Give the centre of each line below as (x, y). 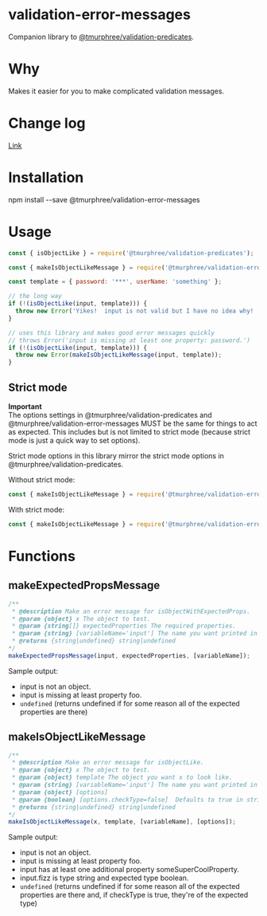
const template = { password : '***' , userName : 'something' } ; (115, 282)
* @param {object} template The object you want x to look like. (122, 778)
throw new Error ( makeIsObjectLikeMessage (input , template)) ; (119, 355)
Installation (46, 178)
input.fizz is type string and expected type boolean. (104, 878)
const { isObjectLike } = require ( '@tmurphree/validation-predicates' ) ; (131, 253)
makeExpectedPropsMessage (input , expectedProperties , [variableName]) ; (129, 655)
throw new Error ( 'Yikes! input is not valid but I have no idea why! (135, 311)
